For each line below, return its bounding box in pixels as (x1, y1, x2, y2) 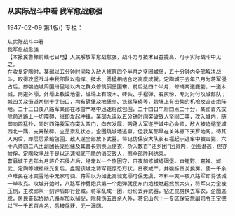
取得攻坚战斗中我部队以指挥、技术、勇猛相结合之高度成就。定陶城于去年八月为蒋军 (17, 76, 222, 83)
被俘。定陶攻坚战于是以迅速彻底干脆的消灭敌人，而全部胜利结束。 (7, 151, 170, 158)
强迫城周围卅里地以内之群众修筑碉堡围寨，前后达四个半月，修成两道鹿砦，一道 (27, 83, 222, 90)
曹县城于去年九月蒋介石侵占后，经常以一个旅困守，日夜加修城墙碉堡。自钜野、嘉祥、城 (7, 158, 222, 166)
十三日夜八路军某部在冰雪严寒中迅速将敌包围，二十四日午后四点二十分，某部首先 (22, 106, 222, 113)
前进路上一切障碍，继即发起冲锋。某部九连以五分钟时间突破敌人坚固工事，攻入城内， (12, 114, 222, 121)
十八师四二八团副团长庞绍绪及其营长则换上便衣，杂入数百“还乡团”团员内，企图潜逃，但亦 (7, 143, 228, 150)
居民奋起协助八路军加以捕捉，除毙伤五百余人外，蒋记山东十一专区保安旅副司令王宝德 (17, 195, 227, 203)
